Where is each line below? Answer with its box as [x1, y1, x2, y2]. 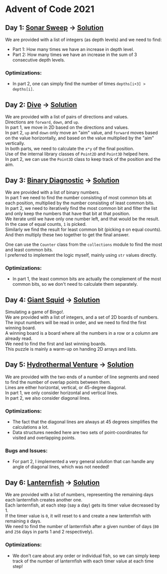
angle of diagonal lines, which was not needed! [12, 464, 110, 470]
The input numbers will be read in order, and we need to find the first [5, 320, 147, 326]
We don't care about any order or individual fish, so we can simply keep [12, 553, 160, 559]
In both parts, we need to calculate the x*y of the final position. [5, 146, 135, 152]
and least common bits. [5, 246, 53, 253]
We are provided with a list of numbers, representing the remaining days [5, 492, 154, 498]
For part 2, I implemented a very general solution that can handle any [12, 459, 155, 465]
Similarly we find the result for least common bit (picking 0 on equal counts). [5, 226, 162, 232]
